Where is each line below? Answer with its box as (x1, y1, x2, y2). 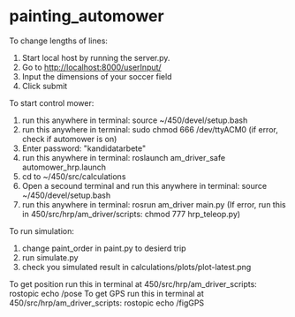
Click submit (21, 80, 68, 91)
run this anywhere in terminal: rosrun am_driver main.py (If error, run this (21, 199, 286, 209)
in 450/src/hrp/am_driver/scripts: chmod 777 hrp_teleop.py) (21, 208, 241, 219)
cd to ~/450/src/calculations (21, 170, 126, 182)
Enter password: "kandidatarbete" (21, 143, 147, 154)
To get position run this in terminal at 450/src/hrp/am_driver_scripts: (9, 278, 258, 289)
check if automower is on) (21, 133, 117, 144)
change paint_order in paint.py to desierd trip (21, 243, 186, 253)
